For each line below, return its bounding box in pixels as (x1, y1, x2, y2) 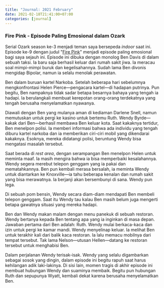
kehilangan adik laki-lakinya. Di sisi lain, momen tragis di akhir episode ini (5, 262, 153, 268)
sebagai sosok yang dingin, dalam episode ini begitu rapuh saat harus (5, 257, 146, 263)
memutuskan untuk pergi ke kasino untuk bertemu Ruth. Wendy (5, 115, 134, 121)
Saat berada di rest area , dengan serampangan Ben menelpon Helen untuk (5, 150, 157, 156)
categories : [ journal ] (5, 16, 51, 21)
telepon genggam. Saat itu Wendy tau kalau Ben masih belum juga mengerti (5, 196, 158, 202)
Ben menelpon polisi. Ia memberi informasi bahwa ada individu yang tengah (5, 125, 158, 131)
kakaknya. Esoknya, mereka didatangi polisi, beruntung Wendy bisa (5, 135, 141, 141)
